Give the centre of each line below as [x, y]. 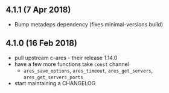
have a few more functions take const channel [72, 64]
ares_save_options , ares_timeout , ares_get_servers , [88, 70]
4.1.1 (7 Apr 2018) [38, 10]
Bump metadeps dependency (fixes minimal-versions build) [89, 24]
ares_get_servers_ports [53, 77]
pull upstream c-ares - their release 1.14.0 [66, 58]
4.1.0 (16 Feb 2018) [42, 43]
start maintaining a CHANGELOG [55, 83]
